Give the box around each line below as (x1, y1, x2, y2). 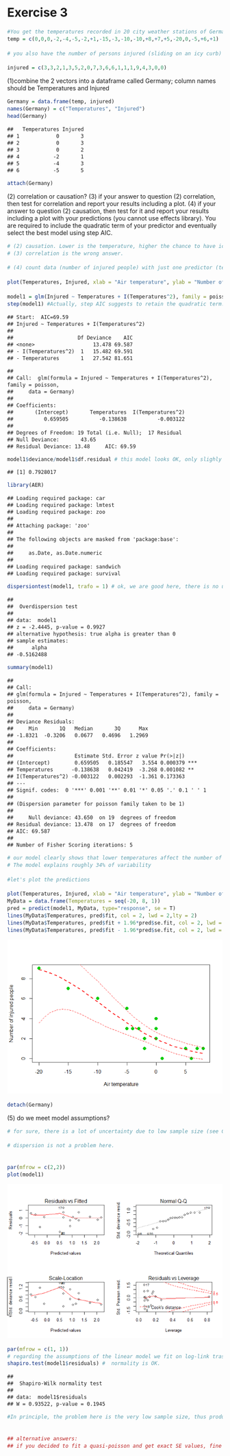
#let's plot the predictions (7, 876, 90, 883)
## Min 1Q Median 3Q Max (7, 725, 149, 732)
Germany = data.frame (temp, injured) (7, 98, 115, 105)
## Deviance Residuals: (7, 718, 75, 725)
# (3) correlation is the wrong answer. (7, 250, 125, 257)
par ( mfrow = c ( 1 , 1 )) (7, 1346, 69, 1353)
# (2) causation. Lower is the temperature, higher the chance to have (7, 242, 216, 249)
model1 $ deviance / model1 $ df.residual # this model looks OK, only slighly (7, 455, 222, 463)
